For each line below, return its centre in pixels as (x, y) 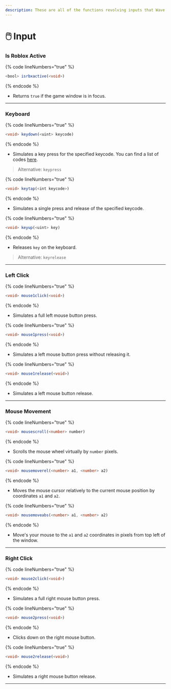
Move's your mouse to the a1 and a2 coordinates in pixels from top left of (89, 535)
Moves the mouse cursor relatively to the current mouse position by (84, 490)
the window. (25, 540)
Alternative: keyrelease (42, 257)
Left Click (17, 275)
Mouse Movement (28, 411)
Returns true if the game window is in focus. (59, 96)
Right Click (19, 558)
